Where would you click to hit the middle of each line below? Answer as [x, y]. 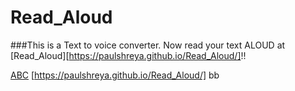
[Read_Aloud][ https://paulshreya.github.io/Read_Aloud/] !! [128, 55]
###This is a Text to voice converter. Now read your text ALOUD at [148, 45]
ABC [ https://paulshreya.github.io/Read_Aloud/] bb [115, 75]
